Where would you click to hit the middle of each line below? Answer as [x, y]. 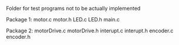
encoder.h [18, 37]
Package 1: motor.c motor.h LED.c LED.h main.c [63, 19]
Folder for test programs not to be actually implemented [73, 8]
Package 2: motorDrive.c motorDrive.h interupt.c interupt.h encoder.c [90, 31]
